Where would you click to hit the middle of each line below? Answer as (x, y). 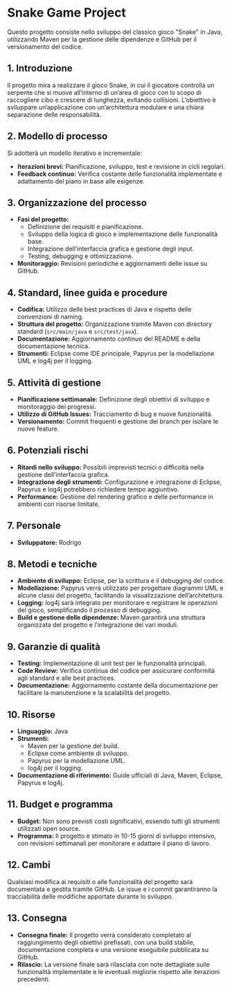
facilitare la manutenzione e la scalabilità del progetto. (94, 693)
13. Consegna (37, 918)
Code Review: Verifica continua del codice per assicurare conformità (116, 671)
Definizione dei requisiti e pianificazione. (86, 227)
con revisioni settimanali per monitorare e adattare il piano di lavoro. (114, 843)
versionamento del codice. (45, 46)
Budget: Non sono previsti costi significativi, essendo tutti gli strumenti (118, 821)
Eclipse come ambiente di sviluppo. (78, 753)
